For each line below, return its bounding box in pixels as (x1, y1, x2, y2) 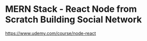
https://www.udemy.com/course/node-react (5, 30, 96, 36)
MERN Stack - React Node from (5, 3, 137, 15)
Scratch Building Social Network (5, 14, 142, 25)
